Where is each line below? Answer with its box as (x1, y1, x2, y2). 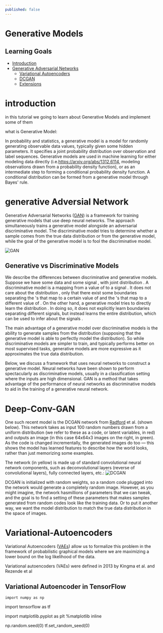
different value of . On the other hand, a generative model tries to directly (5, 300, 151, 306)
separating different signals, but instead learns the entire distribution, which (5, 310, 157, 316)
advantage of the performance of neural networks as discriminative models (5, 381, 156, 387)
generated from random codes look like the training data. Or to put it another (5, 500, 158, 506)
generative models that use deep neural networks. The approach (5, 217, 135, 223)
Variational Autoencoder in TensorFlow (5, 582, 126, 591)
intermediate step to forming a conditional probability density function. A (5, 169, 150, 175)
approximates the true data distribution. (5, 351, 84, 357)
